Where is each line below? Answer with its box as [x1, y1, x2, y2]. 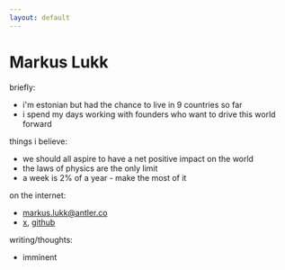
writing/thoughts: [9, 234, 74, 245]
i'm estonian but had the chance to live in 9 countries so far [22, 99, 243, 110]
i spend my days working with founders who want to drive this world [22, 109, 276, 120]
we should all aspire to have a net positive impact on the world [22, 153, 254, 164]
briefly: [9, 82, 36, 93]
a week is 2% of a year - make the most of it [22, 172, 187, 183]
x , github [22, 217, 56, 228]
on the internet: [9, 190, 67, 201]
